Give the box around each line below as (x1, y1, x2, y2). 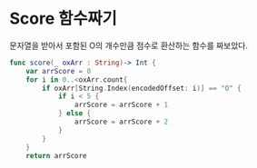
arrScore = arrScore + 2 (74, 117, 169, 127)
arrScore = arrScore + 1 (74, 101, 169, 110)
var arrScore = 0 (25, 66, 92, 75)
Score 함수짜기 (9, 8, 118, 29)
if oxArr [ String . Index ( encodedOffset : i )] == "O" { (42, 84, 242, 93)
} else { (57, 109, 92, 118)
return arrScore (25, 151, 88, 160)
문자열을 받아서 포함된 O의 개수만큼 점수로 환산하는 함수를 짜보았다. (9, 40, 248, 51)
